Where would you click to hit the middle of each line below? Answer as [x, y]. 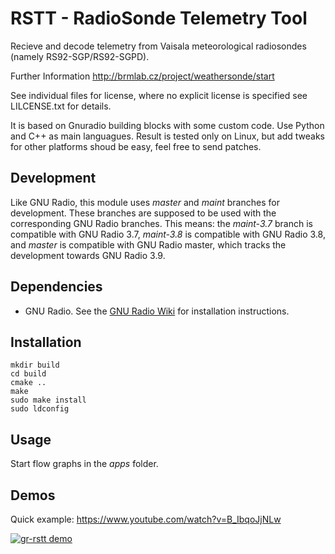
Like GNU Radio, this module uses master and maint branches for [145, 202]
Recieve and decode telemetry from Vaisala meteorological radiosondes [158, 46]
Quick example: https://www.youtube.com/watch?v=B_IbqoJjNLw [146, 519]
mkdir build [35, 365]
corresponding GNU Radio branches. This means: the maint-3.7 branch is [161, 223]
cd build [28, 374]
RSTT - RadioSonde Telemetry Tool [159, 18]
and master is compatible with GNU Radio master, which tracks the [148, 244]
